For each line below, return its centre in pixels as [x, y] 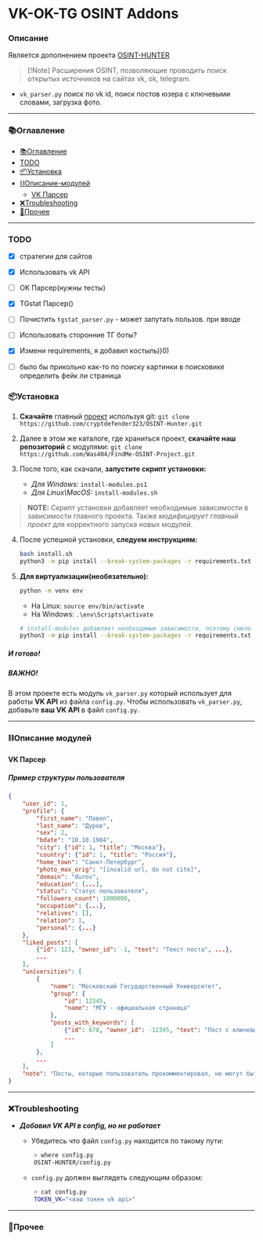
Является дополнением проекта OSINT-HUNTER [89, 55]
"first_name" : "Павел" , [75, 818]
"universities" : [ [52, 972]
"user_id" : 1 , [45, 803]
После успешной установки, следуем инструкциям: [108, 540]
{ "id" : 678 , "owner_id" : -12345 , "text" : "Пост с [146, 1030]
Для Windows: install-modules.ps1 [89, 484]
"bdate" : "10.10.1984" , [75, 840]
